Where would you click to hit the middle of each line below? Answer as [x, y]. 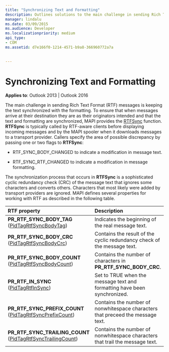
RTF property [24, 211]
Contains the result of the [125, 234]
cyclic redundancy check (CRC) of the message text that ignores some [78, 183]
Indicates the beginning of [126, 219]
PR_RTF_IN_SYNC [30, 282]
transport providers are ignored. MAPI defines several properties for [76, 193]
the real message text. [121, 226]
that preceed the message [126, 315]
